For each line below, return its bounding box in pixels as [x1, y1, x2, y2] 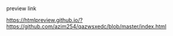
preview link [6, 5, 36, 12]
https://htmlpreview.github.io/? [6, 17, 83, 24]
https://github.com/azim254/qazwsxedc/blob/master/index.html [6, 23, 167, 30]
